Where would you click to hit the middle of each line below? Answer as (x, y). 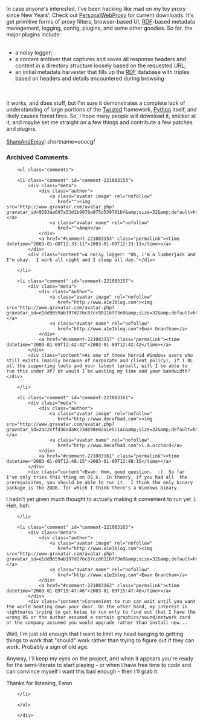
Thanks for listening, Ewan (39, 683)
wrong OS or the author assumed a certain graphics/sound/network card (98, 617)
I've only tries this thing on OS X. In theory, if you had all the (97, 477)
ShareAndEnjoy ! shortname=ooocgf (51, 141)
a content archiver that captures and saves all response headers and (100, 59)
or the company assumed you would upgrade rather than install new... (97, 623)
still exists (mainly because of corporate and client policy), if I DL (100, 361)
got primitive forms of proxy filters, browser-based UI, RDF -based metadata (101, 22)
